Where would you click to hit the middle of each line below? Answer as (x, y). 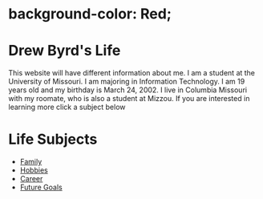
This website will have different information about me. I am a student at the (131, 73)
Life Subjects (53, 139)
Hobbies (34, 170)
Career (31, 179)
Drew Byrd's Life (65, 51)
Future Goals (41, 187)
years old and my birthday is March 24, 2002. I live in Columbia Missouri (127, 90)
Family (31, 162)
